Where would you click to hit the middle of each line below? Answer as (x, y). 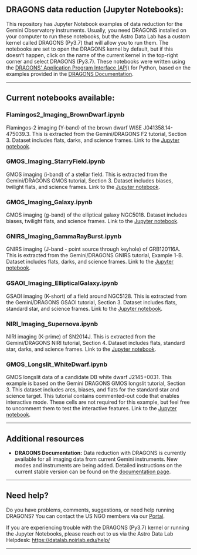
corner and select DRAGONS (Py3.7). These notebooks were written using (96, 61)
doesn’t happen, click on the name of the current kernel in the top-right (92, 55)
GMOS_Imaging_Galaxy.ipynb (49, 202)
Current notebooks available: (60, 98)
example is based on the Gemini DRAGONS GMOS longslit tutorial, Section (96, 383)
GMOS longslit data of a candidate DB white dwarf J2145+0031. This (89, 377)
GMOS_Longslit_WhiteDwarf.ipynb (57, 364)
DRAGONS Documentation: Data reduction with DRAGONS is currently (100, 453)
